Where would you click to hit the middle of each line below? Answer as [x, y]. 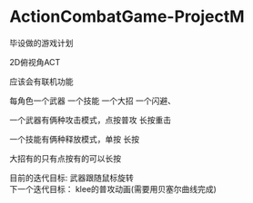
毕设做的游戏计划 [41, 43]
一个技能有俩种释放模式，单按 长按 [74, 139]
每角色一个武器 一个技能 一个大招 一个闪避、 [92, 101]
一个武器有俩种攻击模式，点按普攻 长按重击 [90, 120]
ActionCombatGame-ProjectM [127, 17]
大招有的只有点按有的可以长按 [65, 158]
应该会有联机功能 [41, 81]
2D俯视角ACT [35, 62]
